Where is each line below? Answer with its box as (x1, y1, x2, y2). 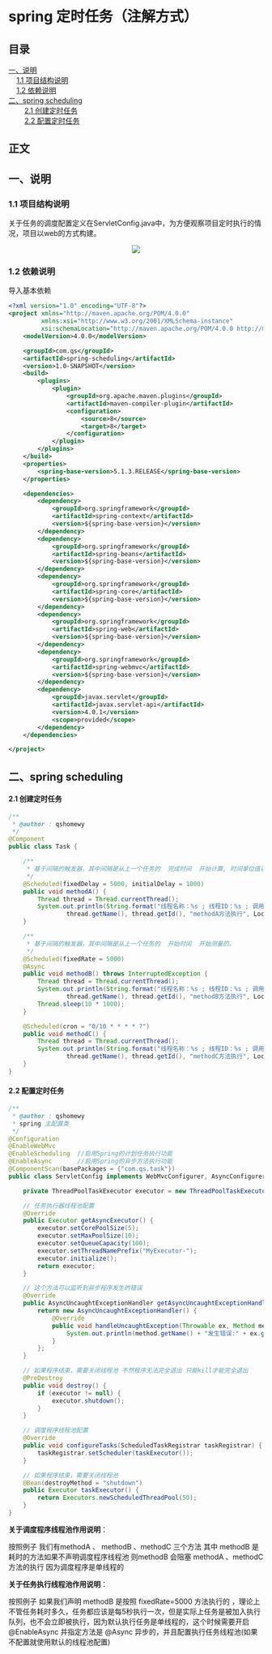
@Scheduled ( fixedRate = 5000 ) (23, 954, 125, 963)
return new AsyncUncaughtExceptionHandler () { (37, 1307, 198, 1315)
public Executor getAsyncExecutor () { (23, 1217, 154, 1225)
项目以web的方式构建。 (22, 229, 101, 238)
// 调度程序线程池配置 (23, 1426, 89, 1435)
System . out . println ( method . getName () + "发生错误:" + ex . (66, 1329, 261, 1338)
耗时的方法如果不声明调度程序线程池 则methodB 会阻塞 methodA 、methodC (8, 1552, 264, 1562)
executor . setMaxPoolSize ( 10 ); (37, 1232, 139, 1240)
